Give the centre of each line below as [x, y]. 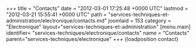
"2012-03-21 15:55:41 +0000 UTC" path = [57, 14]
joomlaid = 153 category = [140, 21]
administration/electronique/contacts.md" [57, 21]
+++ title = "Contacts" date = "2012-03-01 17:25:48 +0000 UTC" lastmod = [97, 8]
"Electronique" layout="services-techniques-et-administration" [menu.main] [98, 27]
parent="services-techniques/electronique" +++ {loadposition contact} [92, 39]
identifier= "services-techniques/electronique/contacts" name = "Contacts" [98, 33]
